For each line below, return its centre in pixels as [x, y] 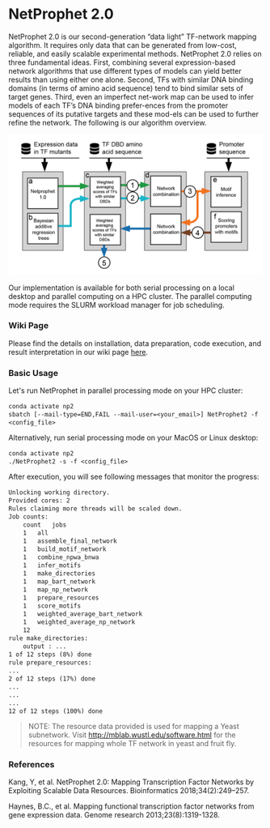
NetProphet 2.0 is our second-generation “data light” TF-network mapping [133, 36]
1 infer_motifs [52, 566]
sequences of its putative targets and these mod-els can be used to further [134, 113]
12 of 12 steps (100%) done [56, 711]
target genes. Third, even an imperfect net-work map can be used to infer [131, 96]
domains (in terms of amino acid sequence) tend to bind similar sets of [126, 88]
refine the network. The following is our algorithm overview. [108, 122]
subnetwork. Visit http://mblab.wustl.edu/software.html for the [132, 735]
